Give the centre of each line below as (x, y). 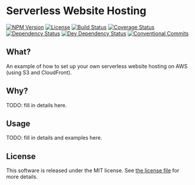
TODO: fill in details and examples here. (54, 138)
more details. (22, 177)
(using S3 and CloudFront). (39, 72)
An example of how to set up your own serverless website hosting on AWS (97, 66)
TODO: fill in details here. (37, 105)
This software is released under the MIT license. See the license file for (93, 171)
